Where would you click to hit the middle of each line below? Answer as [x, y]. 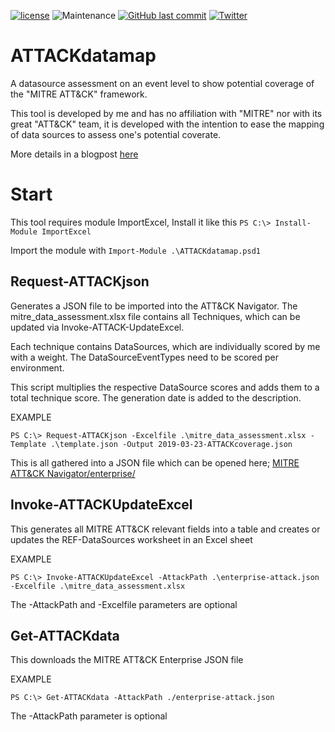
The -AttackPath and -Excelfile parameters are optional [124, 604]
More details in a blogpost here [74, 154]
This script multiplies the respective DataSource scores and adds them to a [165, 387]
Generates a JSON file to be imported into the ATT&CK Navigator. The [154, 306]
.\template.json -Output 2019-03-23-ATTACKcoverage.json [171, 444]
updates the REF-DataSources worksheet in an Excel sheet [131, 539]
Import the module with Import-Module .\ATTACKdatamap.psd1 [136, 250]
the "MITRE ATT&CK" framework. [79, 94]
